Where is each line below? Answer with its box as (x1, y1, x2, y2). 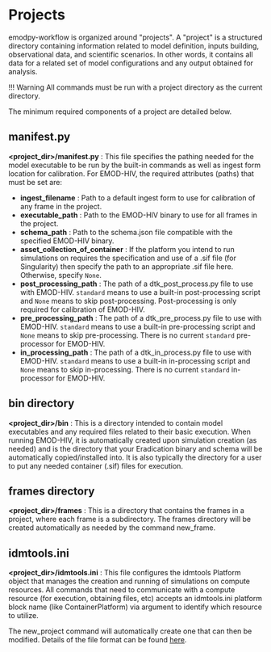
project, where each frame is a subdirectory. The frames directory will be (8, 515, 252, 524)
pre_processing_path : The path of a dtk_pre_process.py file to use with (19, 313, 262, 322)
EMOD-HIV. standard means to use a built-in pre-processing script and (19, 322, 256, 331)
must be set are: (8, 177, 63, 187)
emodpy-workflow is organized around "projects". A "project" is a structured (8, 32, 263, 42)
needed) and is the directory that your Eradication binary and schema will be (8, 444, 263, 453)
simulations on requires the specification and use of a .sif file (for (19, 253, 236, 263)
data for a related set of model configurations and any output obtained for (8, 58, 254, 68)
